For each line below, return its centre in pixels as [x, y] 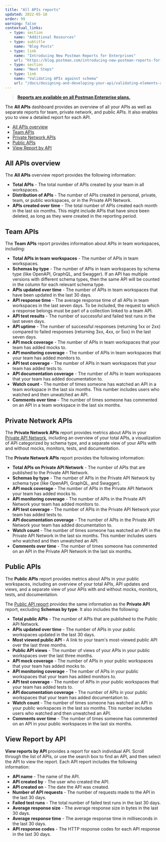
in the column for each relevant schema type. [58, 285]
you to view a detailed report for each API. [48, 117]
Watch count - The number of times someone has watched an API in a [84, 384]
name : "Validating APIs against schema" [56, 78]
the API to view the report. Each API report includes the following [71, 762]
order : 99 [15, 19]
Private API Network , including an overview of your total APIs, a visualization [83, 438]
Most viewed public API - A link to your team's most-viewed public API [85, 640]
